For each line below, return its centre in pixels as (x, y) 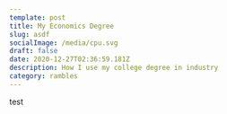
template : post (38, 18)
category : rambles (44, 76)
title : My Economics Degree (62, 26)
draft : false (34, 51)
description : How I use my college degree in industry (114, 68)
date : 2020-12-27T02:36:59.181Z (70, 59)
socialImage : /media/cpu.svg (64, 43)
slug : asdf (30, 34)
